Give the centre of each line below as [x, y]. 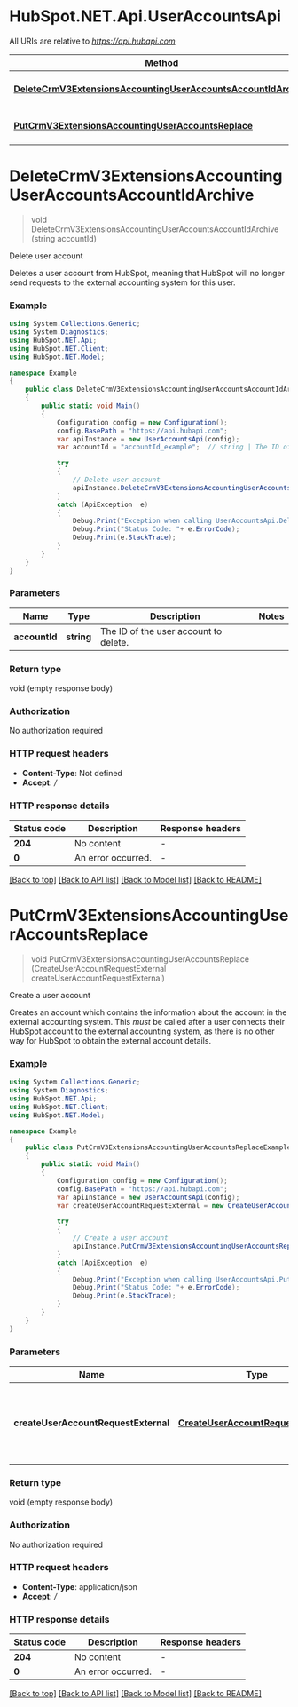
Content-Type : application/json [79, 1586]
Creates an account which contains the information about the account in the [148, 1012]
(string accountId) [64, 238]
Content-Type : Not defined [72, 773]
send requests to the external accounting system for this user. [122, 282]
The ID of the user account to [161, 631]
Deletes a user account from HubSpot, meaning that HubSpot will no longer [147, 273]
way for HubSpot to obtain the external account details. [110, 1040]
